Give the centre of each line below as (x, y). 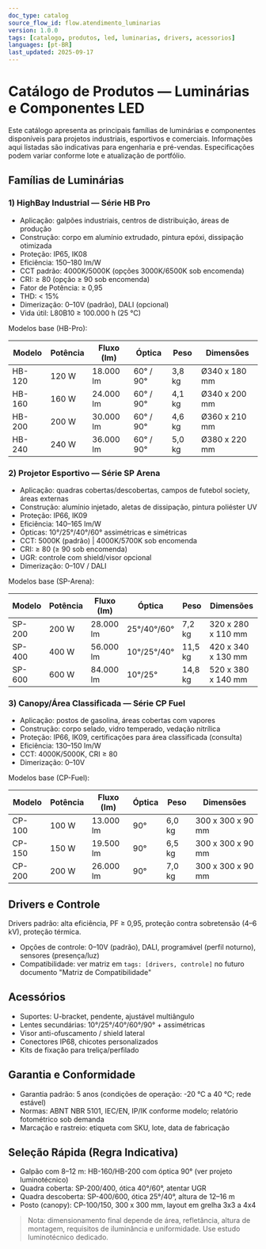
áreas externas (44, 498)
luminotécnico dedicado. (68, 1237)
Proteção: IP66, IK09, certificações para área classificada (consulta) (131, 737)
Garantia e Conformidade (72, 1075)
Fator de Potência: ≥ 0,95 (61, 287)
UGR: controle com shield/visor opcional (85, 557)
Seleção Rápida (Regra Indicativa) (93, 1153)
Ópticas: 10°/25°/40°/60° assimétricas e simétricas (103, 532)
